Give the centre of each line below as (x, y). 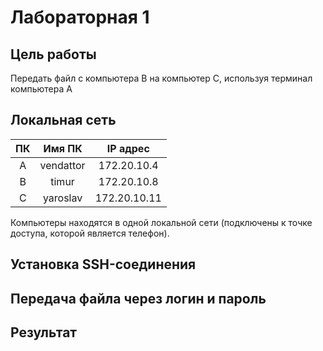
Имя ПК (63, 148)
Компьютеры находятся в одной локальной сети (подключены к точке (161, 222)
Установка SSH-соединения (103, 264)
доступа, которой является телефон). (90, 233)
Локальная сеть (63, 120)
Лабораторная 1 (80, 17)
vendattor (62, 165)
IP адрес (128, 148)
